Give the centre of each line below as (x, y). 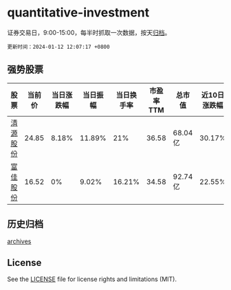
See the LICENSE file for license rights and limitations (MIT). (92, 279)
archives (19, 241)
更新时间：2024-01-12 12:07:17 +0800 (58, 47)
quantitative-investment (78, 13)
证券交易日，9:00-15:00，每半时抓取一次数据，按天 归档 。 (89, 32)
